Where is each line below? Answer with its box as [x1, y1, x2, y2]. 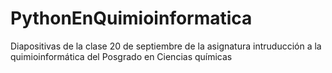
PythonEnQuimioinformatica [10, 7, 253, 30]
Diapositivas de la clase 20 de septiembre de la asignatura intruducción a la [10, 40, 322, 52]
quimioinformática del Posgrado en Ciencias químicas [10, 50, 233, 62]
